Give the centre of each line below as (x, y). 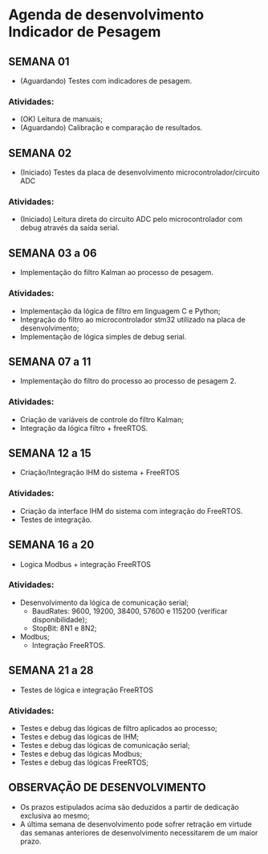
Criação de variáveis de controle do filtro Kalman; (102, 419)
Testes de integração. (56, 519)
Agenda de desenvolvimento (106, 15)
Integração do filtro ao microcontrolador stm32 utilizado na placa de (133, 319)
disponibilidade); (59, 619)
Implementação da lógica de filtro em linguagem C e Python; (120, 310)
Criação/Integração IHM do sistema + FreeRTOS (100, 473)
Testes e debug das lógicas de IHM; (79, 737)
